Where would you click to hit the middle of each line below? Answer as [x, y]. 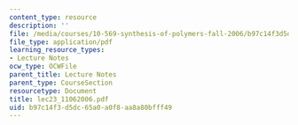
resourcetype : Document [53, 91]
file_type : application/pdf [61, 42]
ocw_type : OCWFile [43, 67]
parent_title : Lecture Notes [63, 75]
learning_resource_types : [57, 50]
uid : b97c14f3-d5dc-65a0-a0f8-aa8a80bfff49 [91, 107]
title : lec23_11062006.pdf [59, 99]
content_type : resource [53, 17]
